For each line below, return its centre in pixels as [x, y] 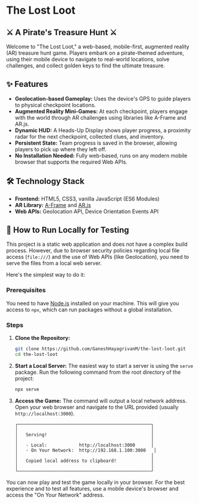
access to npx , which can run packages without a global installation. [89, 310]
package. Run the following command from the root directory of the [98, 372]
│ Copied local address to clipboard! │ [84, 461]
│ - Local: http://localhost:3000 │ [84, 445]
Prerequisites [26, 290]
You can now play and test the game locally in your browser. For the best [96, 482]
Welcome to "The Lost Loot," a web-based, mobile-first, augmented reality [98, 46]
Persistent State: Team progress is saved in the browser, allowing [96, 143]
